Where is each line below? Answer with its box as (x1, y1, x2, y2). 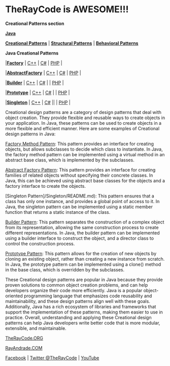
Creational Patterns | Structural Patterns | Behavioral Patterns (5, 40, 139, 46)
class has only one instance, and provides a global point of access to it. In (5, 198, 160, 204)
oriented (5, 293, 23, 299)
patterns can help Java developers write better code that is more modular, (5, 320, 160, 326)
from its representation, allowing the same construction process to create (5, 224, 159, 230)
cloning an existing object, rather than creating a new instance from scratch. (5, 256, 165, 262)
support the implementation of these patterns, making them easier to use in (5, 309, 163, 315)
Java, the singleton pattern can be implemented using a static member (5, 204, 153, 210)
